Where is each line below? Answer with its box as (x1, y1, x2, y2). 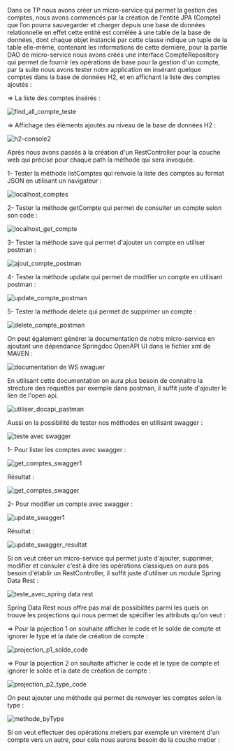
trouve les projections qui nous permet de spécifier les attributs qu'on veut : (7, 611, 226, 619)
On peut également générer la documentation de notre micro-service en (7, 335, 215, 342)
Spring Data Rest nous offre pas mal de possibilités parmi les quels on (7, 603, 209, 612)
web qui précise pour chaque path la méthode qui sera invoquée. (7, 155, 195, 164)
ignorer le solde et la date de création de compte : (7, 666, 152, 675)
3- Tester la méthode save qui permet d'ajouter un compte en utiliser (7, 238, 205, 246)
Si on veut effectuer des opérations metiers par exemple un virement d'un (7, 728, 220, 736)
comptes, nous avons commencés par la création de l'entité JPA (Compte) (7, 13, 221, 22)
